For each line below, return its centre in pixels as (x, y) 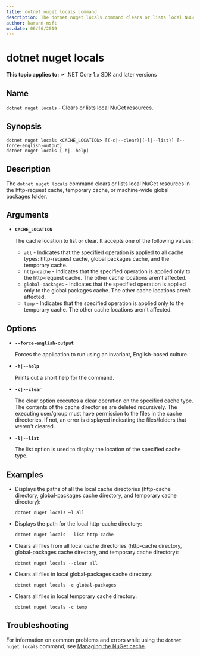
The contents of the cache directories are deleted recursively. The (96, 407)
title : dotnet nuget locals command (51, 12)
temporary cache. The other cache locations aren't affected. (98, 310)
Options (21, 329)
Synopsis (24, 126)
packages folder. (27, 196)
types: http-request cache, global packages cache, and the (96, 259)
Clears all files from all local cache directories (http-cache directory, (99, 546)
